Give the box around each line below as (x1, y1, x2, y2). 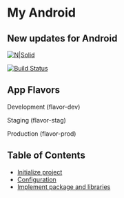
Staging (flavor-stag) (7, 116, 67, 124)
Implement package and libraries (17, 182, 111, 191)
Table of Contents (7, 150, 86, 161)
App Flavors (7, 84, 61, 96)
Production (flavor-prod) (7, 129, 76, 138)
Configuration (17, 175, 56, 183)
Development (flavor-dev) (7, 102, 81, 111)
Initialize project (17, 168, 63, 176)
